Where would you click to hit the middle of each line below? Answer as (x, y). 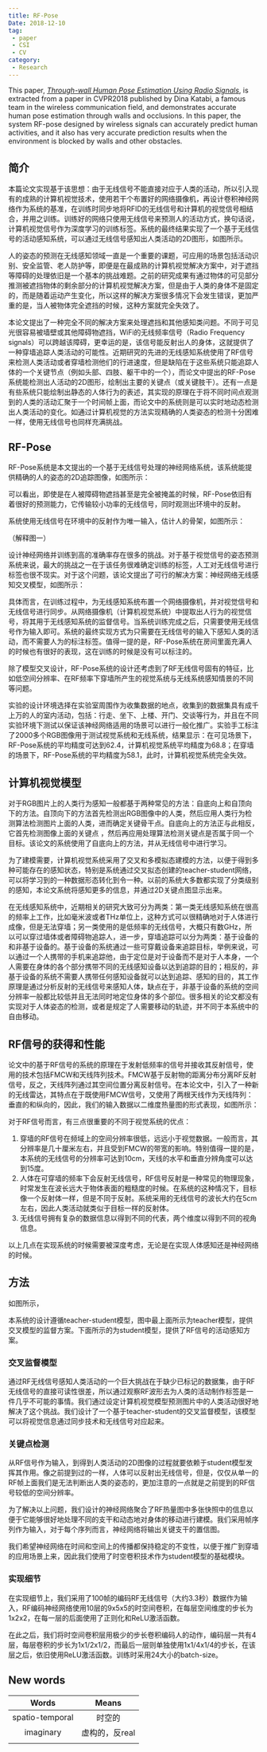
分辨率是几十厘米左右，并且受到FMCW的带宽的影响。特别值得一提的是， (139, 1148)
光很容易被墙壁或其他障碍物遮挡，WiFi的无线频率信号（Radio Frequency (126, 332)
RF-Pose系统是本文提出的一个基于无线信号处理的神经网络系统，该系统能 (127, 468)
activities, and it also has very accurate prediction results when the (118, 132)
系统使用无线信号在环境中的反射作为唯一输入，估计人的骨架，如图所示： (126, 521)
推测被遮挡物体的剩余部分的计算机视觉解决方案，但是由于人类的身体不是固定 (133, 285)
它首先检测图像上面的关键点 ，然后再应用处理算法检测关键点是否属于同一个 (131, 833)
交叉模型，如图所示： (50, 585)
